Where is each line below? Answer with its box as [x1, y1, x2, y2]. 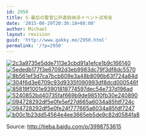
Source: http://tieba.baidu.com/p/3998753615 [6, 123, 122, 130]
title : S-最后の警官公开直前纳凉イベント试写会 [6, 15, 113, 21]
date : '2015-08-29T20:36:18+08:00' [6, 20, 97, 26]
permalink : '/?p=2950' [6, 43, 64, 49]
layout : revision [6, 32, 50, 38]
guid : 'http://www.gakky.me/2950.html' [6, 37, 108, 43]
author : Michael [6, 25, 47, 32]
